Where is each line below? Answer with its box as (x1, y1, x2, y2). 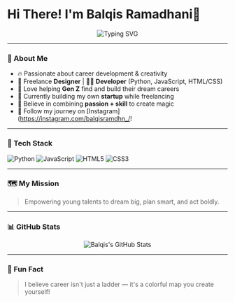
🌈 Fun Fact (7, 265, 44, 274)
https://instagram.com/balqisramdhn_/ (20, 115, 131, 123)
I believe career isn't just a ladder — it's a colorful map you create (24, 280, 215, 289)
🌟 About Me (7, 53, 48, 63)
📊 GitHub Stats (7, 222, 61, 232)
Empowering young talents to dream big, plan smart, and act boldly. (24, 197, 220, 206)
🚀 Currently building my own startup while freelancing (17, 92, 174, 101)
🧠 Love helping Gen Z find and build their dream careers (17, 85, 180, 93)
